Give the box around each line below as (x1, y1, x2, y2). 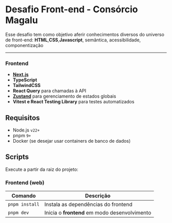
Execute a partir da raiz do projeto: (5, 166, 78, 172)
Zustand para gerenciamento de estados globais (12, 93, 116, 99)
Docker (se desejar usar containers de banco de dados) (12, 138, 131, 144)
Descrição (85, 192, 111, 199)
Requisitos (5, 114, 40, 122)
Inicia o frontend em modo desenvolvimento (44, 209, 152, 216)
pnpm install (8, 202, 40, 208)
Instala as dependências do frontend (44, 201, 133, 208)
